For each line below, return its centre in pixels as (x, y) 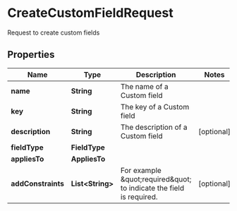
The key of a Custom (155, 107)
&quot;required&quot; (156, 179)
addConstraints (38, 183)
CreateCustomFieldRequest (91, 13)
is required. (139, 197)
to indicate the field (152, 188)
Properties (31, 55)
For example (141, 170)
